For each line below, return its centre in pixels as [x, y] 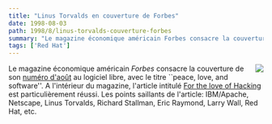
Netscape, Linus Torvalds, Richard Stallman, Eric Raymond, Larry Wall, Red [133, 103]
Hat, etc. [23, 112]
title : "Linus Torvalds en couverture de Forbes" [94, 16]
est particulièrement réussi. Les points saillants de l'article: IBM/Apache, [129, 94]
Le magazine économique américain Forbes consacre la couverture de [126, 68]
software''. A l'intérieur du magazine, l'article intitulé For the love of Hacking [135, 86]
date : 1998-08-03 [38, 23]
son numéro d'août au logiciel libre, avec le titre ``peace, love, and [118, 77]
